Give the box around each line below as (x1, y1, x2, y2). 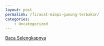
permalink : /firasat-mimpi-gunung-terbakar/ (5, 12, 99, 17)
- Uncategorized (14, 21, 48, 26)
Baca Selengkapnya (5, 35, 46, 41)
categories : (5, 16, 30, 21)
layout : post (5, 7, 32, 12)
